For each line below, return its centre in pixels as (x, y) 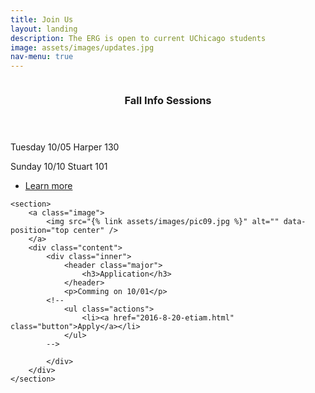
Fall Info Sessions (168, 101)
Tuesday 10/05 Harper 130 (65, 147)
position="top (40, 231)
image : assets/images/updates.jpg (82, 47)
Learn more (48, 186)
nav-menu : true (42, 57)
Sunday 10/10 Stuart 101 (59, 167)
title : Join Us (42, 19)
